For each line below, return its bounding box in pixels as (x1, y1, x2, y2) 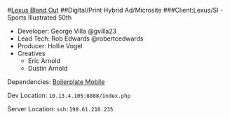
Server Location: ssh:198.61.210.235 (7, 105, 114, 113)
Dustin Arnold (27, 64, 68, 72)
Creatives (17, 49, 46, 57)
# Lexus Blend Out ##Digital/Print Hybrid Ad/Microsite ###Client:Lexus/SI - (7, 6, 223, 14)
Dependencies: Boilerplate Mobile (7, 78, 105, 86)
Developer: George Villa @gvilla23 (17, 27, 117, 35)
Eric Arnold (27, 57, 61, 65)
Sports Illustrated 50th (7, 13, 72, 22)
